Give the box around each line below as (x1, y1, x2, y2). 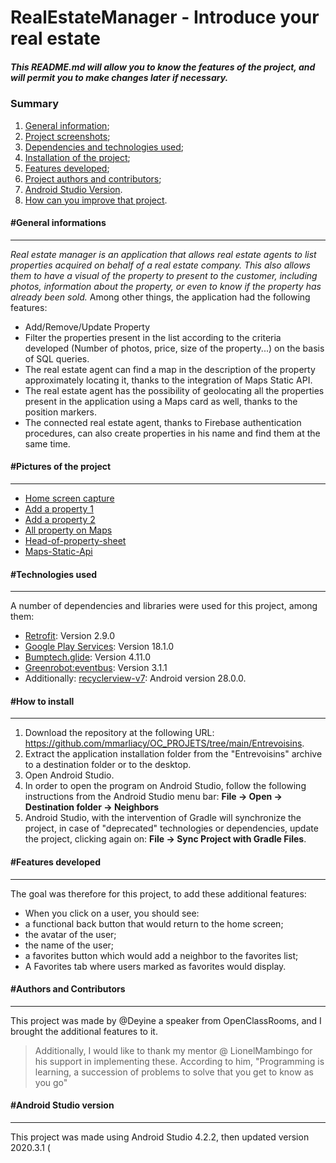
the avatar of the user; (24, 928, 117, 940)
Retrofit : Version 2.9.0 (24, 630, 115, 642)
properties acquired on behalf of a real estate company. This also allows (10, 259, 311, 271)
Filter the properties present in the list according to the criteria (24, 331, 282, 343)
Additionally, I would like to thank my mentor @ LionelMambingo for (34, 1044, 313, 1056)
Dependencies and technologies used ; (24, 141, 185, 153)
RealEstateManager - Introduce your (10, 6, 320, 29)
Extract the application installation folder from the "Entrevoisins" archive (24, 748, 323, 760)
